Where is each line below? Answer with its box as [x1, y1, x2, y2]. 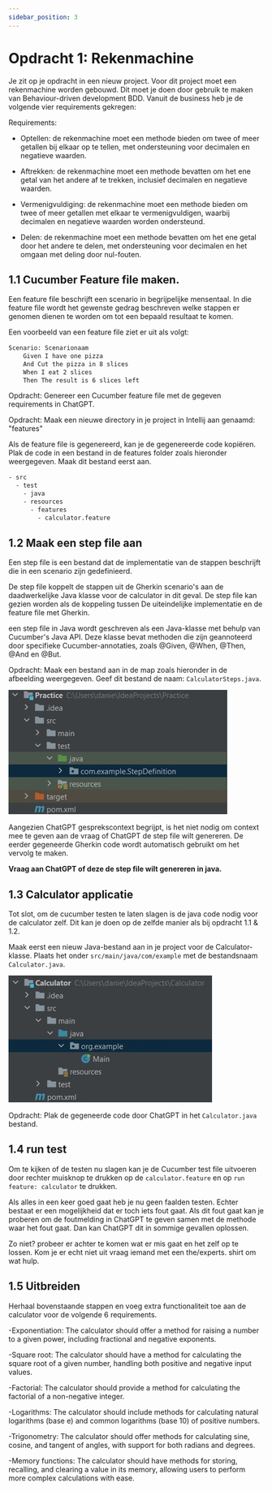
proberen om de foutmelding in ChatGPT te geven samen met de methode [8, 1214, 257, 1224]
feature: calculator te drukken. [8, 1181, 118, 1191]
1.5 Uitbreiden [8, 1279, 81, 1294]
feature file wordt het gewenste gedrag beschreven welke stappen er [8, 303, 240, 312]
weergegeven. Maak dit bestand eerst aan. [8, 457, 152, 467]
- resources [23, 498, 63, 506]
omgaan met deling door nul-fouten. [19, 249, 142, 259]
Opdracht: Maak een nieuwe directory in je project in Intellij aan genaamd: [8, 415, 256, 425]
